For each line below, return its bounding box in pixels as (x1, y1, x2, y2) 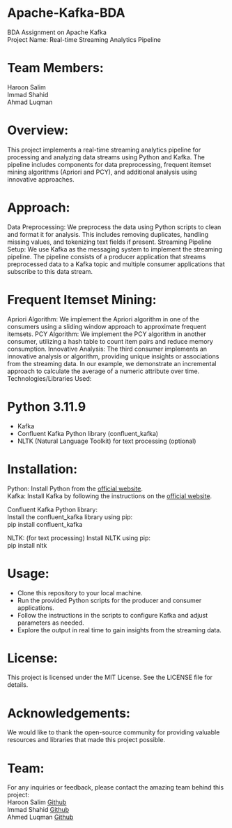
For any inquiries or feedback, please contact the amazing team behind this (7, 783, 224, 792)
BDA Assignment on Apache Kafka (7, 28, 107, 36)
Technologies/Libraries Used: (7, 374, 92, 382)
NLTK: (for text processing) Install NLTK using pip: (7, 533, 151, 542)
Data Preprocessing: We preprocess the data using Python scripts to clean (7, 222, 222, 231)
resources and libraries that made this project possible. (7, 736, 166, 744)
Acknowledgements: (7, 705, 131, 721)
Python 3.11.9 (7, 398, 86, 414)
